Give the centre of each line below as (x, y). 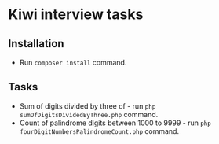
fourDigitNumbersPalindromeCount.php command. (99, 131)
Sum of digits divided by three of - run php (88, 106)
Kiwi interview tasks (76, 15)
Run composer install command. (73, 62)
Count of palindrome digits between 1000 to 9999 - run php (115, 123)
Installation (36, 44)
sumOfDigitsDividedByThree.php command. (89, 114)
